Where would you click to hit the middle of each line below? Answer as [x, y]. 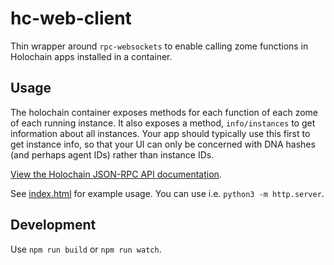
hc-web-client [71, 18]
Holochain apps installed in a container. [91, 56]
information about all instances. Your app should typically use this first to [160, 133]
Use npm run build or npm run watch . [86, 249]
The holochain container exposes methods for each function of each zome [164, 112]
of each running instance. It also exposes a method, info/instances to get [163, 123]
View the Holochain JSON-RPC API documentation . [116, 174]
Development [53, 225]
